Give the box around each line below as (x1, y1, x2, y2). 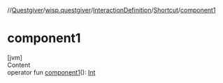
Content (7, 61, 31, 69)
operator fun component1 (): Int (7, 68, 96, 76)
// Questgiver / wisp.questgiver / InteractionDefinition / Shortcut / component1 (7, 6, 216, 14)
